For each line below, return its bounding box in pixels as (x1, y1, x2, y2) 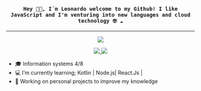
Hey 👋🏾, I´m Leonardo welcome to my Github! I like (23, 5, 178, 12)
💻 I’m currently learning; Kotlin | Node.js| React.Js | (14, 69, 143, 77)
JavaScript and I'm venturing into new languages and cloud (10, 11, 191, 18)
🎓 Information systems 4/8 (14, 60, 84, 68)
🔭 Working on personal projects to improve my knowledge (14, 78, 159, 85)
